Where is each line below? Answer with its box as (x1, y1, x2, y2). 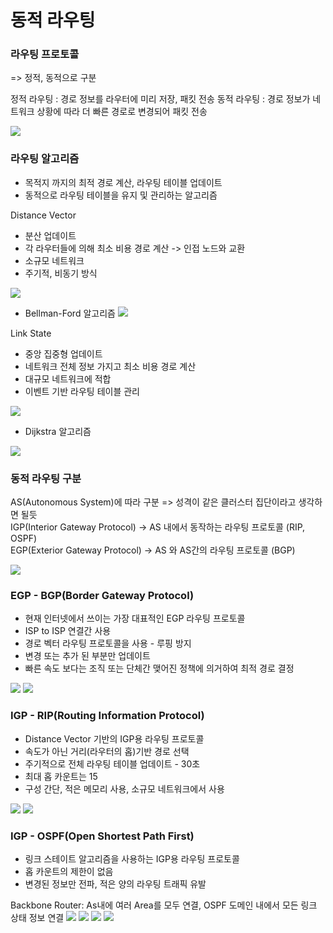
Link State (10, 327, 52, 339)
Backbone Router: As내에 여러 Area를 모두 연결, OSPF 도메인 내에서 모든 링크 (10, 899, 318, 911)
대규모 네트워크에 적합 (24, 372, 112, 385)
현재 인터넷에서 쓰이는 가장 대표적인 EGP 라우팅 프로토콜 (24, 612, 246, 625)
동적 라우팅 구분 (10, 471, 82, 485)
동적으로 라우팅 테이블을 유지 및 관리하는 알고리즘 (24, 189, 218, 201)
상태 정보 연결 (10, 911, 65, 923)
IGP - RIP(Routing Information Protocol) (10, 709, 205, 723)
